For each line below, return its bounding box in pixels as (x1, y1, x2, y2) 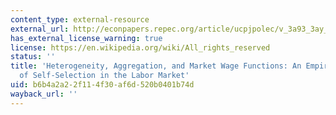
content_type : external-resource (10, 14, 150, 25)
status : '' (10, 52, 56, 62)
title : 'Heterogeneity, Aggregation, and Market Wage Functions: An (10, 61, 302, 71)
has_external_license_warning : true (10, 33, 163, 43)
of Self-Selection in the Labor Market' (19, 71, 190, 81)
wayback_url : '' (10, 89, 78, 99)
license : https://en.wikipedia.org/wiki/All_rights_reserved (10, 42, 271, 53)
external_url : (10, 24, 70, 34)
